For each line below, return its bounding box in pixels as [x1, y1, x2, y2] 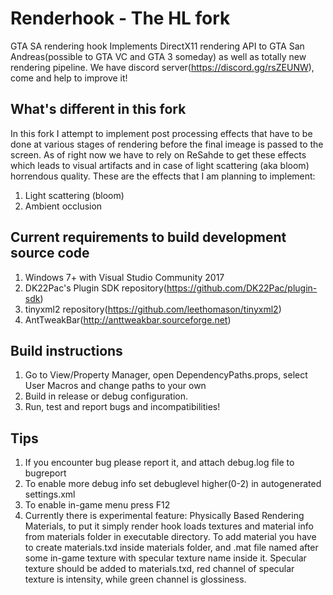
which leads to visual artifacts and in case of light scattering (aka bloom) [10, 159, 310, 171]
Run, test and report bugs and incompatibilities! [24, 401, 221, 413]
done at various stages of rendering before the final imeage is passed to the [10, 138, 324, 150]
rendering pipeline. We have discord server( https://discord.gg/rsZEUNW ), [10, 61, 315, 73]
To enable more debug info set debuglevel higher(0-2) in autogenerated [24, 478, 322, 490]
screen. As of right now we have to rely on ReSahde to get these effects [10, 148, 307, 161]
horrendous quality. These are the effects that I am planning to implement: [10, 170, 316, 182]
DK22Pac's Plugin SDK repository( [24, 282, 167, 294]
